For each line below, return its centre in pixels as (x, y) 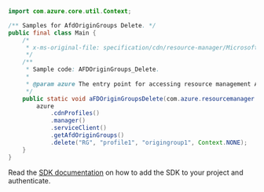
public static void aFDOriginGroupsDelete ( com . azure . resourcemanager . (140, 98)
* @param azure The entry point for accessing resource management (138, 84)
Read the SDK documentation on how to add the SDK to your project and (126, 172)
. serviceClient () (79, 128)
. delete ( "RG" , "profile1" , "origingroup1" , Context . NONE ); (148, 142)
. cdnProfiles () (75, 113)
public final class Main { (52, 33)
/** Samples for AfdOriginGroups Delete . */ (82, 25)
